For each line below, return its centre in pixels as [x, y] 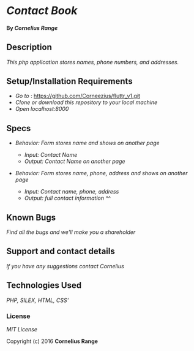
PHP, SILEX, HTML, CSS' [38, 300]
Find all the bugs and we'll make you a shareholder [71, 232]
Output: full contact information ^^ [68, 198]
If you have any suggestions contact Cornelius [65, 266]
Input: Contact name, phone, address [72, 192]
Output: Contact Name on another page [75, 161]
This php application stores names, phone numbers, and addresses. [93, 62]
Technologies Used [44, 285]
